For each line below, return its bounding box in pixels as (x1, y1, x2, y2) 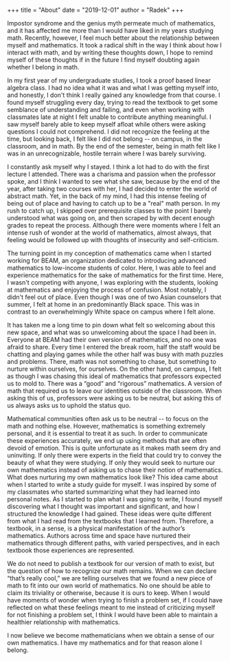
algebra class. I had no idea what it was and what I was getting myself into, (7, 84, 220, 91)
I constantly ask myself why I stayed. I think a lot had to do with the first (7, 163, 209, 171)
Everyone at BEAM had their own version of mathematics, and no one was (7, 336, 217, 343)
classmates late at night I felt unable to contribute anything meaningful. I (7, 113, 211, 121)
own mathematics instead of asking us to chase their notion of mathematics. (7, 466, 223, 474)
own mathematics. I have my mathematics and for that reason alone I (7, 639, 203, 647)
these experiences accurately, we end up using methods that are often (7, 437, 207, 444)
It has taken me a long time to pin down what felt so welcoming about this (7, 321, 216, 329)
